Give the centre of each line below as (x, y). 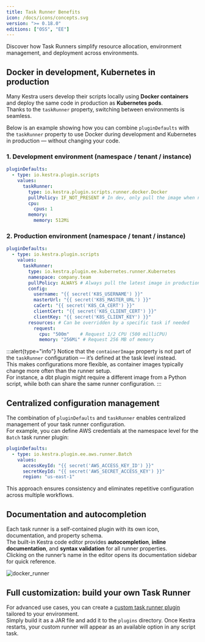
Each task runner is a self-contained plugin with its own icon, (83, 529)
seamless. (19, 116)
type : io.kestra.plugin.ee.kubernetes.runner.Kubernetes (102, 271)
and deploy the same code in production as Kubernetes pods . (85, 103)
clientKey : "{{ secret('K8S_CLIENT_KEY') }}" (92, 317)
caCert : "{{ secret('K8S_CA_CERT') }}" (84, 306)
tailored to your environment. (43, 614)
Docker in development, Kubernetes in (81, 72)
